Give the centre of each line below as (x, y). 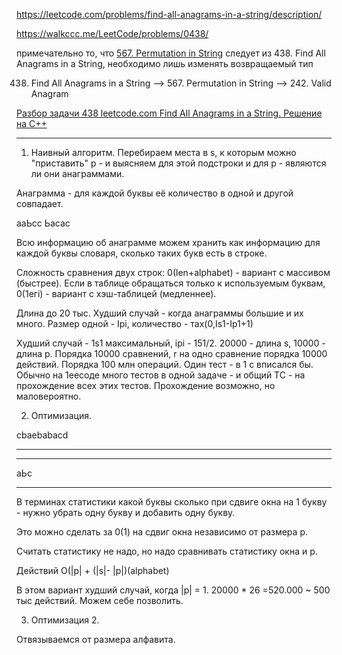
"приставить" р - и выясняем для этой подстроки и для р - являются (178, 163)
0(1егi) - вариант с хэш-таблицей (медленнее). (116, 293)
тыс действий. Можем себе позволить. (100, 600)
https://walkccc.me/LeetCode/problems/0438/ (112, 33)
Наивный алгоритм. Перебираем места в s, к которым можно (163, 152)
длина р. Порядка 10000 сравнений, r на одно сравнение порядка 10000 (172, 353)
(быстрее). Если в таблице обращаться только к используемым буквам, (171, 283)
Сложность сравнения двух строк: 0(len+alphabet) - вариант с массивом (173, 272)
